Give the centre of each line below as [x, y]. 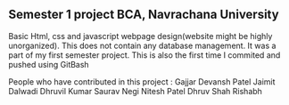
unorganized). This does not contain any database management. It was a [142, 45]
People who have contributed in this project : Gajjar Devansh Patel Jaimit [142, 81]
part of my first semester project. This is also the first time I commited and [144, 55]
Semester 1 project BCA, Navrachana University [144, 15]
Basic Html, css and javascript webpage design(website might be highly [140, 36]
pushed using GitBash [49, 64]
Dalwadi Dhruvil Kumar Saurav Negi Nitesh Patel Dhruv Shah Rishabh [135, 91]
